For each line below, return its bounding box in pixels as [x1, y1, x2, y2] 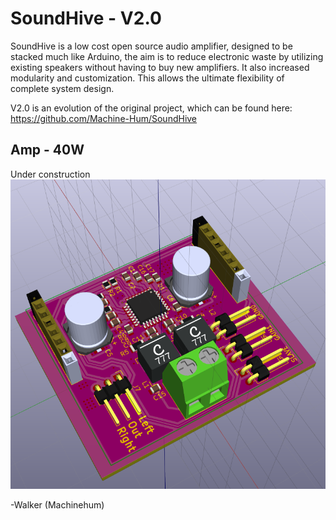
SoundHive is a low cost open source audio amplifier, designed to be [10, 40, 293, 52]
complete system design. [10, 82, 115, 94]
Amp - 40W [10, 142, 85, 159]
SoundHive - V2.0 [10, 7, 162, 30]
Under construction [10, 168, 91, 180]
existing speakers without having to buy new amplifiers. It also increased [10, 61, 310, 73]
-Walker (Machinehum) [10, 499, 105, 511]
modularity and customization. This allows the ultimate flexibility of [10, 72, 285, 84]
